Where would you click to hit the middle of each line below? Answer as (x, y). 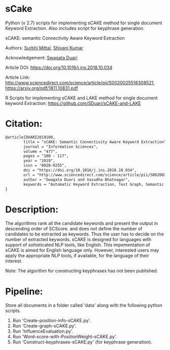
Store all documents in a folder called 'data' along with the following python (84, 305)
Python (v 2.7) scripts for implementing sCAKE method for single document (84, 23)
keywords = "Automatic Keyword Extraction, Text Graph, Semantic (94, 184)
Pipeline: (24, 291)
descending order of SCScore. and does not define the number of (74, 229)
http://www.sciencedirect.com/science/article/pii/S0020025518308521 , (80, 83)
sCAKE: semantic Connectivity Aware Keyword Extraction (65, 38)
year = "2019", (39, 161)
